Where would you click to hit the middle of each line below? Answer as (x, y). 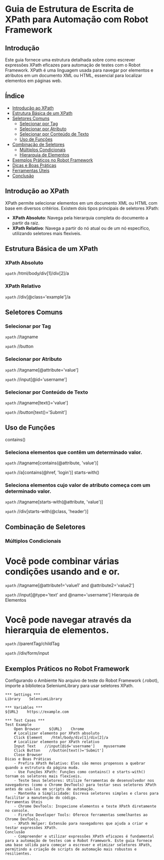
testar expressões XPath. (31, 828)
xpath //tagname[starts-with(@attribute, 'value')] (54, 502)
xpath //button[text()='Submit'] (36, 412)
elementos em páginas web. (34, 81)
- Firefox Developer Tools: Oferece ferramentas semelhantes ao (81, 815)
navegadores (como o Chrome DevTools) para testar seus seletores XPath (81, 785)
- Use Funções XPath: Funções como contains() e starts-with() (80, 772)
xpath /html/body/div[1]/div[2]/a (37, 273)
